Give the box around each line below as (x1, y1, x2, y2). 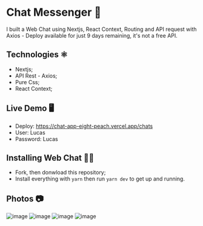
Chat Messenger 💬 (6, 5, 102, 19)
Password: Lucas (15, 135, 59, 142)
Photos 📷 (6, 193, 44, 204)
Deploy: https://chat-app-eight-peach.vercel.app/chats (15, 122, 153, 130)
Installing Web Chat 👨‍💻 (6, 153, 95, 163)
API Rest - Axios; (15, 72, 58, 79)
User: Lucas (15, 128, 45, 136)
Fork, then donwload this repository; (15, 169, 106, 176)
